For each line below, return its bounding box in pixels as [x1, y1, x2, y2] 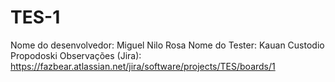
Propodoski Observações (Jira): [10, 49, 142, 61]
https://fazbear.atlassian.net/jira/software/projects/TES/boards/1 [10, 60, 276, 72]
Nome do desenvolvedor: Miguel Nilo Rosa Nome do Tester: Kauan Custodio [10, 39, 325, 51]
